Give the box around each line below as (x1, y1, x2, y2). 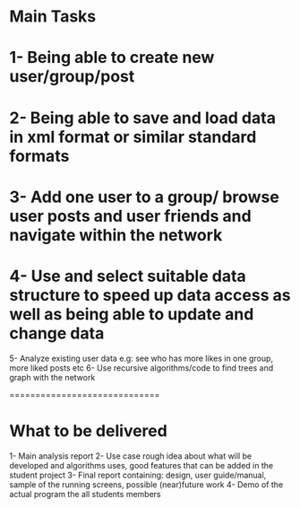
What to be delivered (9, 420, 167, 441)
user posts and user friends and (9, 206, 253, 226)
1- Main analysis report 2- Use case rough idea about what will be (9, 451, 253, 461)
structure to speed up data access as (9, 285, 291, 305)
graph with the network (9, 372, 96, 382)
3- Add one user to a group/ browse (9, 187, 279, 207)
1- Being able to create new (9, 48, 215, 68)
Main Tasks (9, 6, 97, 27)
